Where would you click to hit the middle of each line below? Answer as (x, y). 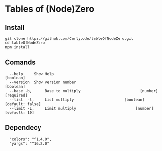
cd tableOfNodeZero (25, 43)
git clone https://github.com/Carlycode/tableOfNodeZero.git (69, 38)
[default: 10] (20, 113)
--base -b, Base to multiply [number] (84, 91)
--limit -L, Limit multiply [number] (81, 108)
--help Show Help (32, 74)
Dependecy (23, 128)
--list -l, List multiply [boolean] (77, 100)
